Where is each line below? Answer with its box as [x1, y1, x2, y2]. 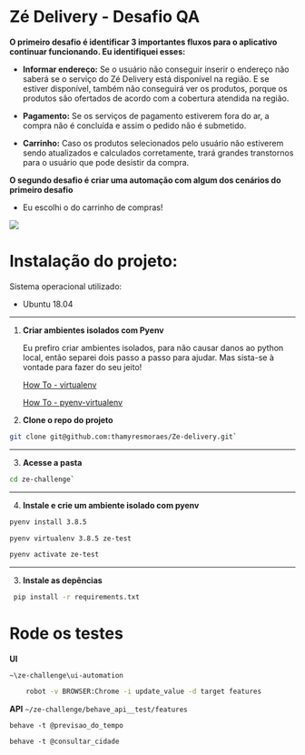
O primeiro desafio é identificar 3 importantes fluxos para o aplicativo [9, 36, 278, 47]
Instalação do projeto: [9, 251, 179, 272]
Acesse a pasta [22, 457, 83, 468]
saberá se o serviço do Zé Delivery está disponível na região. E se [22, 73, 270, 84]
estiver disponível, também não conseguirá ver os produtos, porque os [22, 83, 288, 94]
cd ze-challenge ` [9, 475, 75, 484]
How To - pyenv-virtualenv [22, 397, 123, 408]
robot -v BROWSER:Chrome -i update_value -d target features [25, 687, 261, 697]
